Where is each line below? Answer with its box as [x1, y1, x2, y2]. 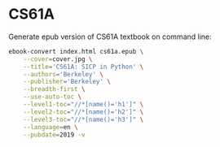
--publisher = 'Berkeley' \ [23, 78, 112, 86]
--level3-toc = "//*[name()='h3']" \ [23, 115, 144, 123]
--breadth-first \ [23, 85, 86, 93]
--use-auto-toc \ [23, 93, 82, 102]
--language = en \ [23, 123, 79, 131]
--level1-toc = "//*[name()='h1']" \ [23, 101, 144, 109]
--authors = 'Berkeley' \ [23, 70, 104, 78]
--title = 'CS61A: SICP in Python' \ [23, 63, 144, 71]
